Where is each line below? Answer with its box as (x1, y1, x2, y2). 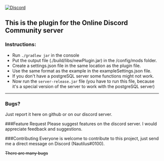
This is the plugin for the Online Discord (5, 19, 128, 27)
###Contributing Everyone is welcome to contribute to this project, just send (5, 135, 159, 141)
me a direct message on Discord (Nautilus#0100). (5, 140, 105, 146)
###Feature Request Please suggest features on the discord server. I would (5, 120, 157, 127)
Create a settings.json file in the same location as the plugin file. (12, 63, 141, 69)
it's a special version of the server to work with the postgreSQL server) (12, 83, 155, 89)
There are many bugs (5, 150, 48, 156)
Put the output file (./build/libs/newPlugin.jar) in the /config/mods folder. (12, 57, 157, 63)
